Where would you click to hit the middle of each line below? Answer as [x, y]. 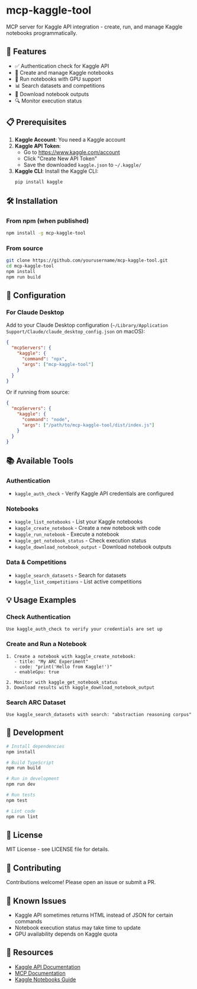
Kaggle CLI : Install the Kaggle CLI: [56, 171]
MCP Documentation [40, 973]
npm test [17, 800]
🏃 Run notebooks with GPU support [58, 79]
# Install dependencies [35, 746]
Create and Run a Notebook [46, 644]
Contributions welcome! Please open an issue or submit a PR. [81, 882]
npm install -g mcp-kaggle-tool [46, 233]
